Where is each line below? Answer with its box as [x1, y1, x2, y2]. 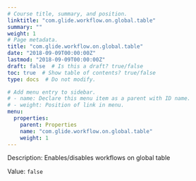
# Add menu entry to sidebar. [7, 89, 97, 96]
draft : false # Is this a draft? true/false [7, 63, 143, 70]
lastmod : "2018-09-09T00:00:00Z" [7, 56, 106, 63]
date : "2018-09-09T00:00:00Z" [7, 50, 97, 57]
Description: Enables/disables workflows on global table [7, 154, 171, 162]
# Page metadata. [7, 37, 59, 44]
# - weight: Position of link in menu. [7, 101, 125, 109]
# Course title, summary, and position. [7, 10, 128, 18]
